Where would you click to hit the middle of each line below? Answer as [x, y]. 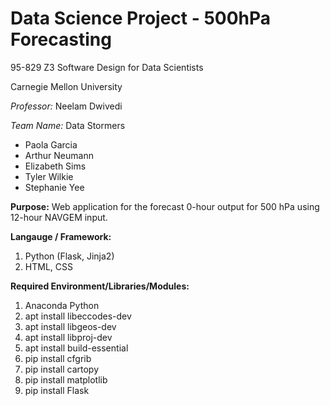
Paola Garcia [51, 144]
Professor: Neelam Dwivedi [66, 106]
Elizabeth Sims [55, 166]
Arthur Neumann [59, 155]
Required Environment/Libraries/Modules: [100, 286]
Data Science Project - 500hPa [141, 18]
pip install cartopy [62, 369]
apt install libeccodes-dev [78, 316]
